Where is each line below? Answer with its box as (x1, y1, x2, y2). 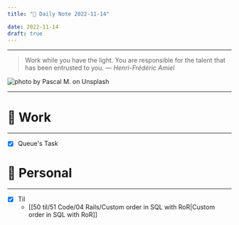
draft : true (7, 30, 43, 37)
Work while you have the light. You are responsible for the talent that (24, 56, 226, 65)
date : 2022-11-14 (7, 23, 59, 31)
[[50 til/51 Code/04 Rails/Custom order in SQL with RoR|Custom (28, 203, 216, 211)
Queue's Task (17, 140, 58, 148)
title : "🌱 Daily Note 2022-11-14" (7, 10, 110, 18)
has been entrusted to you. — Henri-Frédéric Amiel (24, 63, 175, 72)
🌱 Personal (7, 164, 73, 181)
